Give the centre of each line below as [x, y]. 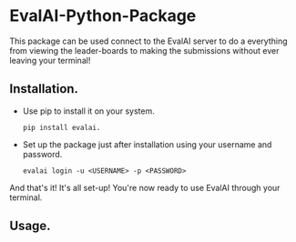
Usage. [31, 226]
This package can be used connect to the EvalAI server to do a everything [149, 41]
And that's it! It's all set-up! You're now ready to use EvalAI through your [145, 187]
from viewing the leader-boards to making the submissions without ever [144, 50]
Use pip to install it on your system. [88, 111]
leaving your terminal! [50, 60]
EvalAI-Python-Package [103, 16]
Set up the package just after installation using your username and [147, 144]
